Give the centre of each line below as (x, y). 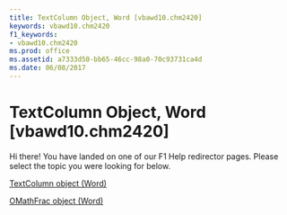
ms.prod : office (39, 51)
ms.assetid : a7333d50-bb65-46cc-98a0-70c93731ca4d (106, 59)
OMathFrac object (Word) (57, 201)
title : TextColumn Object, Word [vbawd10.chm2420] (106, 18)
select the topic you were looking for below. (90, 166)
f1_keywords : (34, 34)
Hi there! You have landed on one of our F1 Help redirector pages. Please (144, 156)
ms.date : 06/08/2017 (48, 68)
